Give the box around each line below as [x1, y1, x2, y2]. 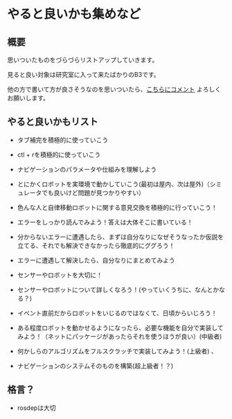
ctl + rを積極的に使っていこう [17, 150, 101, 159]
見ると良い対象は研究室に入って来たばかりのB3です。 [7, 71, 160, 78]
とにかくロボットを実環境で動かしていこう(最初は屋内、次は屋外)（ [17, 179, 210, 188]
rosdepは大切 [17, 403, 56, 412]
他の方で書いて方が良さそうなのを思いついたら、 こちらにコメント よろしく [7, 85, 222, 93]
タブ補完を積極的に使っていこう [17, 136, 109, 144]
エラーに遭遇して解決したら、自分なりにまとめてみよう [17, 256, 175, 264]
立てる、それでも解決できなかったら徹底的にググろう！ [17, 241, 175, 249]
